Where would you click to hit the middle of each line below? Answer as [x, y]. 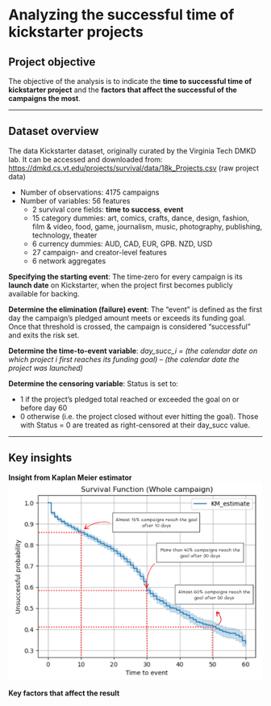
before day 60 [44, 408]
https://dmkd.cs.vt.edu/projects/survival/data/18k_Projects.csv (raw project [134, 168]
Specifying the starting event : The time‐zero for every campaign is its [126, 276]
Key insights [40, 458]
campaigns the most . [44, 98]
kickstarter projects [76, 32]
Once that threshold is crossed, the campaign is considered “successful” [130, 326]
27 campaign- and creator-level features [100, 252]
